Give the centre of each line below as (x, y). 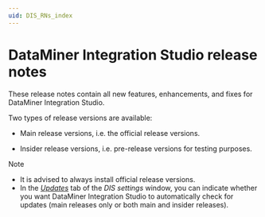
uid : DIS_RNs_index (41, 15)
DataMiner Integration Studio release (133, 54)
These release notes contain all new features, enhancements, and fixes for (131, 94)
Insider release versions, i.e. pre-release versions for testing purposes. (136, 149)
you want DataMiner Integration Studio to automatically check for (127, 196)
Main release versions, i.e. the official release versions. (110, 133)
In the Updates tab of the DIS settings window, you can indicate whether (138, 188)
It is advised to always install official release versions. (107, 179)
